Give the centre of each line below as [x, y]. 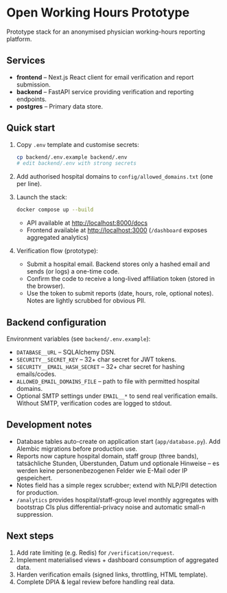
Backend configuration [57, 322]
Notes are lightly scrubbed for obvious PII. [86, 301]
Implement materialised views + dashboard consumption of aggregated [117, 560]
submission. [33, 85]
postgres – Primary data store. [60, 106]
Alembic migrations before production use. [77, 449]
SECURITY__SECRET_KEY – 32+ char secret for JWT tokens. [96, 359]
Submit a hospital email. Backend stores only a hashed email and [118, 264]
